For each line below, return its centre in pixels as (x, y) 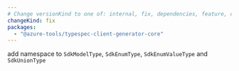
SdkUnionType (27, 61)
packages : (22, 27)
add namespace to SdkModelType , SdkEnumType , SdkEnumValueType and (108, 54)
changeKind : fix (31, 21)
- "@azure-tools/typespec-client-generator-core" (89, 34)
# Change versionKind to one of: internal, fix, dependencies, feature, (117, 14)
